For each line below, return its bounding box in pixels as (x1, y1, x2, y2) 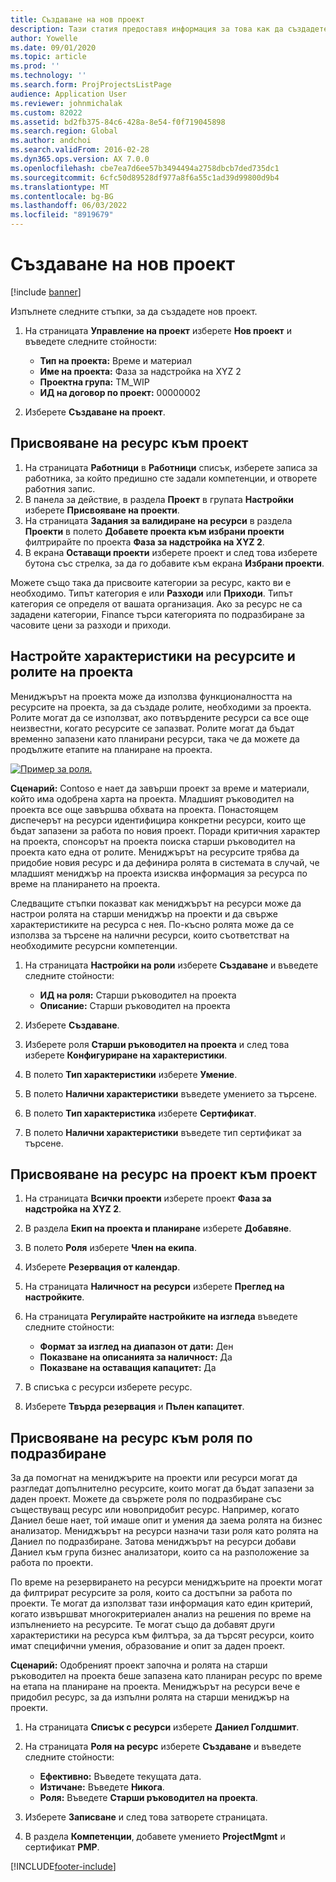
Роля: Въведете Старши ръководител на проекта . (39, 1792, 258, 1804)
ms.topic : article (10, 52, 87, 62)
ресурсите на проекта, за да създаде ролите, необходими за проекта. (10, 701, 312, 713)
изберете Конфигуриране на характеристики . (24, 1049, 228, 1061)
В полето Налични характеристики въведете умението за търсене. (24, 1087, 318, 1100)
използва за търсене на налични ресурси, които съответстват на (10, 929, 290, 941)
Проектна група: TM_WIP (39, 376, 150, 388)
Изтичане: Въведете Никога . (39, 1781, 165, 1793)
